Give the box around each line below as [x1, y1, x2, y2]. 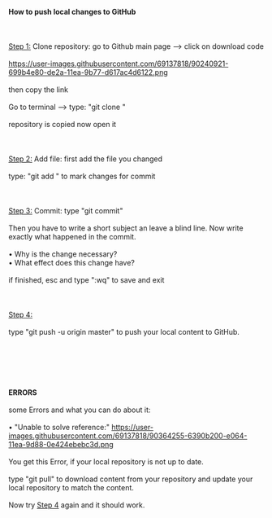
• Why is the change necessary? [8, 249, 118, 259]
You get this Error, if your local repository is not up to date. [8, 457, 205, 467]
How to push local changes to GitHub [8, 7, 136, 16]
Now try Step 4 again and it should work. [8, 500, 145, 510]
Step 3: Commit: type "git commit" [8, 206, 123, 215]
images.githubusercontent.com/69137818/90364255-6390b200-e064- [8, 431, 248, 441]
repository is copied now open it [8, 120, 116, 129]
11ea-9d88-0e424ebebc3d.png [8, 440, 114, 449]
